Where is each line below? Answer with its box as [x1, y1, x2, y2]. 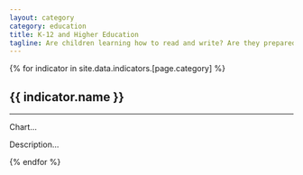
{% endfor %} [9, 157, 61, 168]
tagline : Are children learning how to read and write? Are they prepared [9, 38, 297, 48]
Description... [9, 139, 60, 150]
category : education [9, 22, 87, 31]
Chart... [9, 122, 38, 133]
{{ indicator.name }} [9, 89, 124, 105]
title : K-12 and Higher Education [9, 30, 140, 39]
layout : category [9, 13, 75, 23]
